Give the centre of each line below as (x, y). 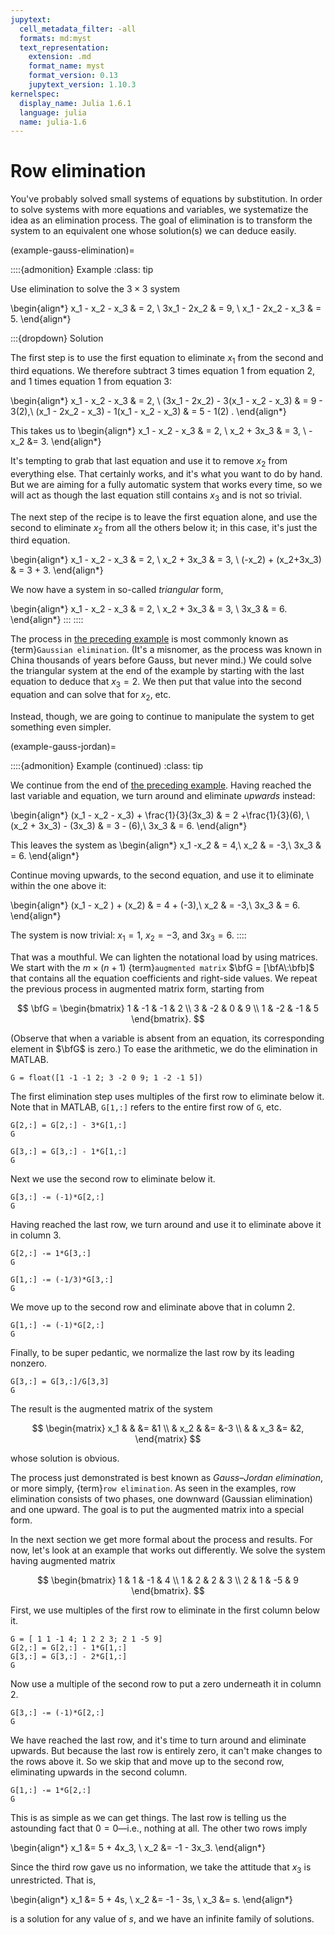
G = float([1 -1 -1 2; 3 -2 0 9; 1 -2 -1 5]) (106, 1077)
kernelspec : (35, 94)
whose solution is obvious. (65, 1458)
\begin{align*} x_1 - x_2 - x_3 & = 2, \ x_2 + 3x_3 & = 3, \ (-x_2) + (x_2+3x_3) (166, 560)
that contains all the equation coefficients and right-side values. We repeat (164, 978)
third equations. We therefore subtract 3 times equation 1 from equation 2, (163, 370)
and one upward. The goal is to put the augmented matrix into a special (157, 1509)
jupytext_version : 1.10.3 (82, 85)
